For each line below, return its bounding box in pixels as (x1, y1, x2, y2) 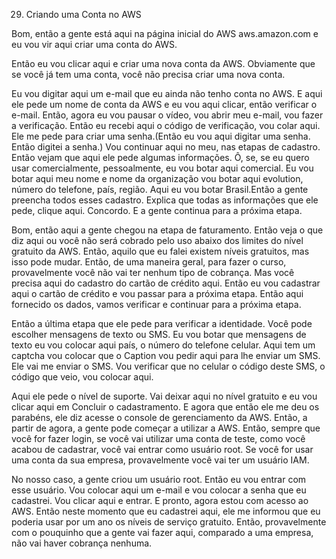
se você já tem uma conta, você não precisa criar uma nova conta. (11, 69, 286, 80)
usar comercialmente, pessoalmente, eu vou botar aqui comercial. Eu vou (11, 162, 314, 174)
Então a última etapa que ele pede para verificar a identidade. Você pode (11, 318, 313, 329)
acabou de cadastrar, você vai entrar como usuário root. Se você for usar (11, 444, 314, 455)
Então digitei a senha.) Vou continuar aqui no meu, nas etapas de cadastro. (11, 141, 321, 153)
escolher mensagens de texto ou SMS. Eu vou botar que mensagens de (11, 329, 307, 340)
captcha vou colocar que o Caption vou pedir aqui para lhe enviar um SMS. (11, 350, 321, 361)
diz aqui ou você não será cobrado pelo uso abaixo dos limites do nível (11, 235, 304, 246)
